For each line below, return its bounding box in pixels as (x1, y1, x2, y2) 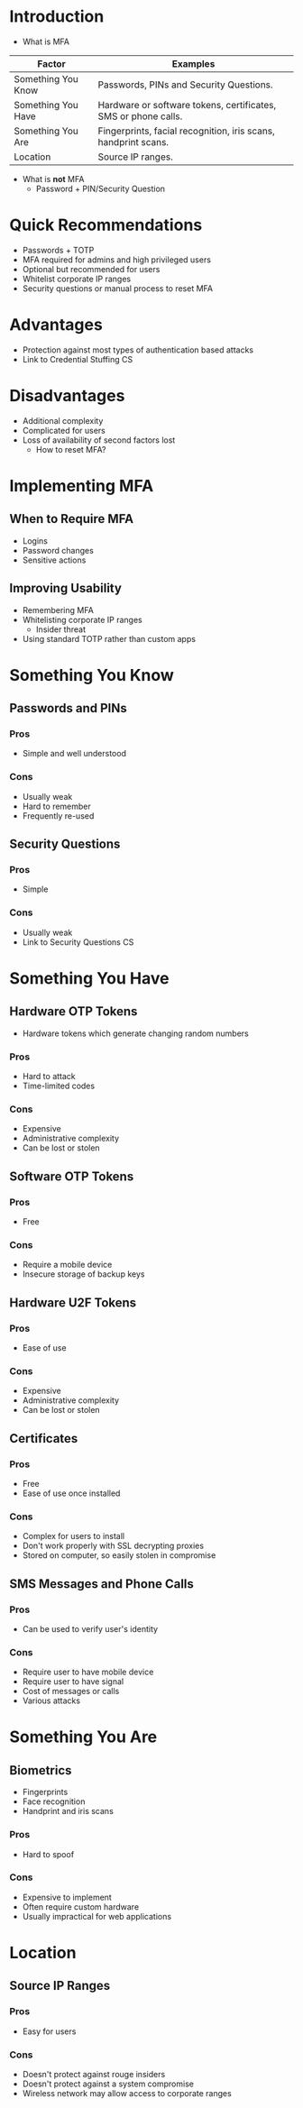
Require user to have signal (22, 1676, 124, 1687)
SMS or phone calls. (97, 110, 183, 123)
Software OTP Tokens (9, 1169, 134, 1184)
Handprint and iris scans (22, 1806, 115, 1817)
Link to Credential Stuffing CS (22, 353, 133, 364)
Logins (22, 535, 48, 546)
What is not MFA (22, 173, 85, 184)
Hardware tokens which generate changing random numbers (22, 1028, 250, 1039)
